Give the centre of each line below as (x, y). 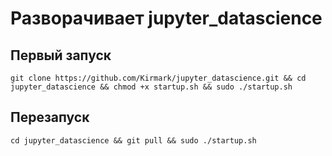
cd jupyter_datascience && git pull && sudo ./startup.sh (133, 140)
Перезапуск (50, 117)
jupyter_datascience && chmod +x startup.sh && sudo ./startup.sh (151, 87)
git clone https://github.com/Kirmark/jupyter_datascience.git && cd (158, 78)
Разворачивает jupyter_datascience (166, 18)
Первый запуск (61, 55)
